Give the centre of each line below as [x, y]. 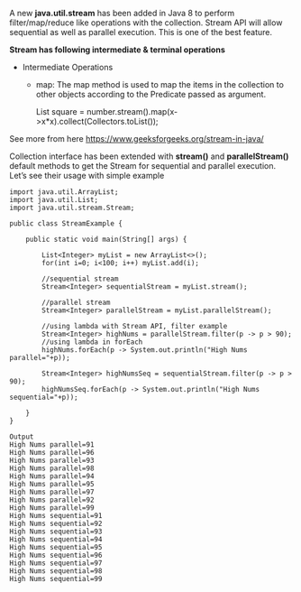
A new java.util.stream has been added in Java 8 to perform [122, 13]
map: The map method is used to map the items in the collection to [160, 84]
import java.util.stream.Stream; [72, 208]
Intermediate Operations [68, 67]
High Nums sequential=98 [56, 571]
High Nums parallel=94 [52, 476]
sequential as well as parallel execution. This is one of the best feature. [141, 32]
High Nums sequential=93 [56, 532]
